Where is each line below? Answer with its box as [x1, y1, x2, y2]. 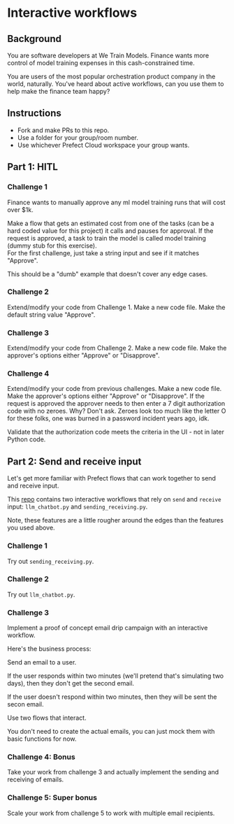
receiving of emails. [7, 775, 64, 784]
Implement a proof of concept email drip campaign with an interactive [7, 624, 208, 632]
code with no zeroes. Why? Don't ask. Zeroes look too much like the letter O [7, 407, 226, 415]
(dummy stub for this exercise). [7, 241, 97, 250]
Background [7, 33, 61, 45]
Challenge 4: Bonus [7, 752, 75, 762]
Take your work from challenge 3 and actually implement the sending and [7, 768, 219, 776]
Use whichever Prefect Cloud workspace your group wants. [17, 141, 190, 149]
